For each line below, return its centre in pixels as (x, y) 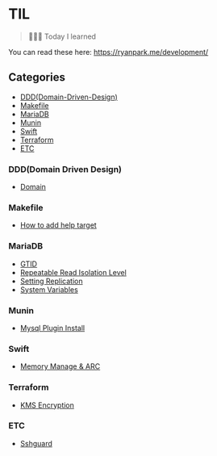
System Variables (49, 289)
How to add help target (58, 225)
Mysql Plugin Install (52, 328)
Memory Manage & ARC (60, 366)
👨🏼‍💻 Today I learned (62, 36)
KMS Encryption (47, 405)
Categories (37, 77)
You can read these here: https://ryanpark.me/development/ (108, 52)
